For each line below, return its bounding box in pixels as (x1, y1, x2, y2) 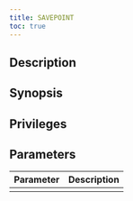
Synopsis (9, 86, 63, 101)
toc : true (9, 22, 47, 31)
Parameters (9, 147, 76, 162)
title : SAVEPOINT (9, 13, 75, 23)
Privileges (9, 116, 67, 132)
